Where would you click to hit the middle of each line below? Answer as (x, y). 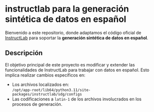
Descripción (24, 53)
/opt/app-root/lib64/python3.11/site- (51, 90)
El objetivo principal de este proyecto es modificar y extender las (70, 64)
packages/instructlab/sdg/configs (47, 94)
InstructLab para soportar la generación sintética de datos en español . (77, 38)
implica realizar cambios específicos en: (45, 75)
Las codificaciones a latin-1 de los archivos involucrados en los (77, 99)
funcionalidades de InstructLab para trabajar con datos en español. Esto (77, 70)
